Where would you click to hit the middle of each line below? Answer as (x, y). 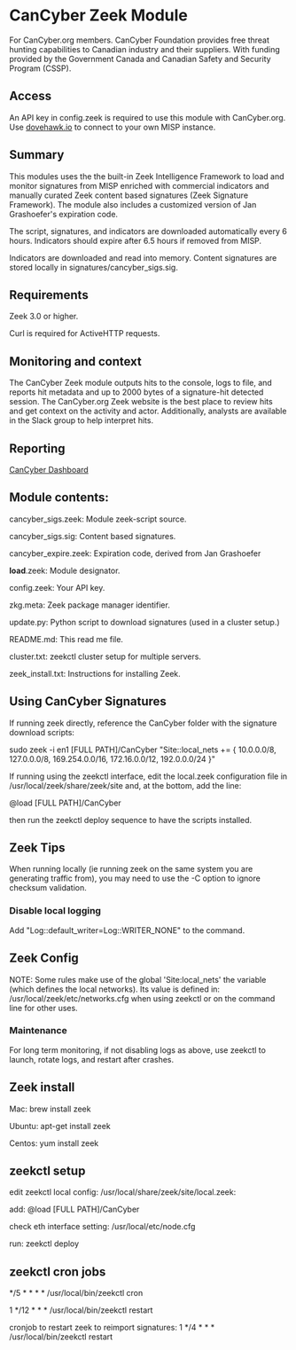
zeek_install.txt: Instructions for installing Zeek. (95, 673)
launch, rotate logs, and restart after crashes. (92, 1059)
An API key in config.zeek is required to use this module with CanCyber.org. (148, 117)
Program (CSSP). (40, 68)
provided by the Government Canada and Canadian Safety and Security (140, 59)
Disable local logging (55, 911)
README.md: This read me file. (66, 639)
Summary (37, 155)
